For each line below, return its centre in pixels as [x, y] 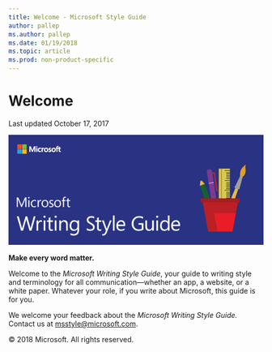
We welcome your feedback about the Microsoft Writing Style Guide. [123, 316]
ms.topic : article [39, 52]
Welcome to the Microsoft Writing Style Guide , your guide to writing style [130, 274]
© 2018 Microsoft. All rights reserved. [71, 340]
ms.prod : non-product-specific [61, 60]
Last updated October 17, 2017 [59, 123]
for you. [21, 299]
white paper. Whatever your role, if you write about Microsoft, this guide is [132, 291]
